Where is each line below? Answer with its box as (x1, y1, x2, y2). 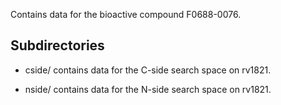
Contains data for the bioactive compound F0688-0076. (10, 9, 242, 20)
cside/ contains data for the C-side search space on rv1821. (24, 64, 272, 76)
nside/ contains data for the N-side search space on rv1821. (24, 83, 272, 95)
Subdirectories (10, 37, 105, 54)
